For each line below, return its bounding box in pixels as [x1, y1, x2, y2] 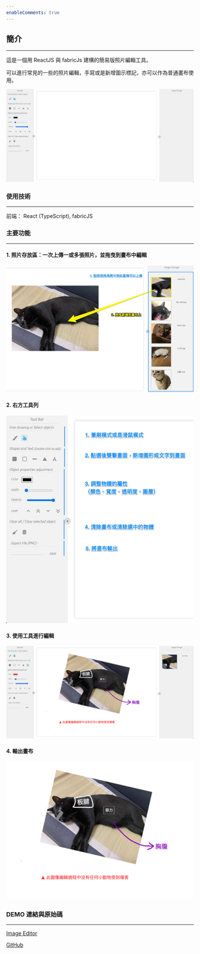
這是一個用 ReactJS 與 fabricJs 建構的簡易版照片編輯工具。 [6, 57, 152, 64]
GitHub [6, 941, 24, 949]
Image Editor [6, 930, 37, 937]
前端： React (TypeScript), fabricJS [6, 213, 93, 220]
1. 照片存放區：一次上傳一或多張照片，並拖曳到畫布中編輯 [6, 251, 147, 259]
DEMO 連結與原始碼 [6, 910, 63, 918]
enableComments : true [6, 10, 60, 16]
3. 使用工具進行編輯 [6, 632, 55, 639]
